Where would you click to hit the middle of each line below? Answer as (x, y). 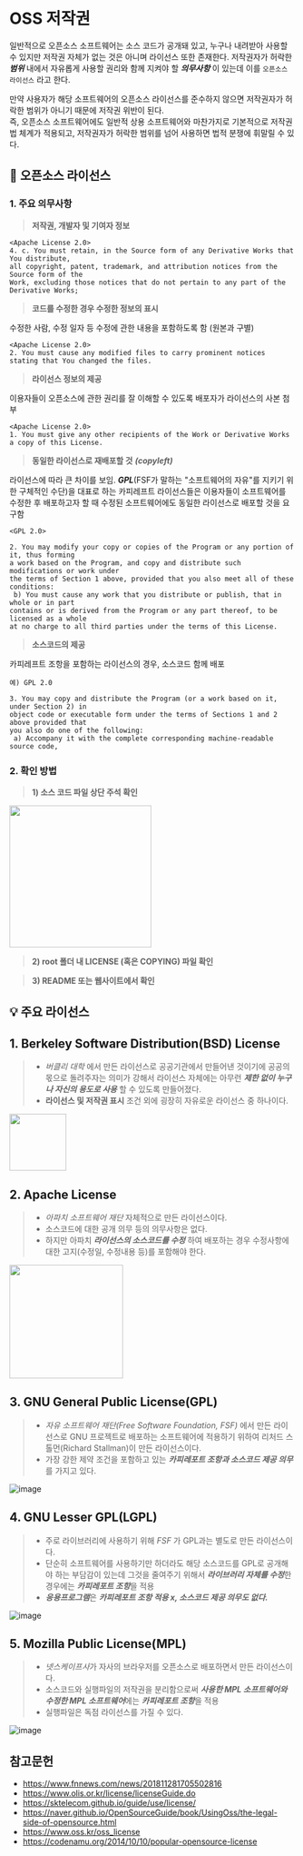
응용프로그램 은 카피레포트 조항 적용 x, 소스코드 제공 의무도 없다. (156, 1597)
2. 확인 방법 (33, 770)
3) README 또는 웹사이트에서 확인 (93, 980)
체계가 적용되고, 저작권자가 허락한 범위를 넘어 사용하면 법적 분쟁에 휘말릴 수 (152, 133)
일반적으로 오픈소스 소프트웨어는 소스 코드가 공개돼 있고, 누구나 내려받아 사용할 (149, 45)
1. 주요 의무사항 (41, 203)
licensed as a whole (49, 619)
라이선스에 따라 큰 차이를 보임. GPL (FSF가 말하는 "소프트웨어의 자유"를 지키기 (147, 480)
